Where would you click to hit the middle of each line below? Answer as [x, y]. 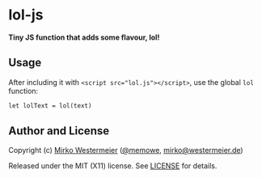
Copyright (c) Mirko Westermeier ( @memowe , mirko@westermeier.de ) [126, 150]
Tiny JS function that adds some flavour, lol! [84, 37]
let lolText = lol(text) [50, 106]
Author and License [59, 131]
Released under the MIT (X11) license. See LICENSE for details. [113, 166]
